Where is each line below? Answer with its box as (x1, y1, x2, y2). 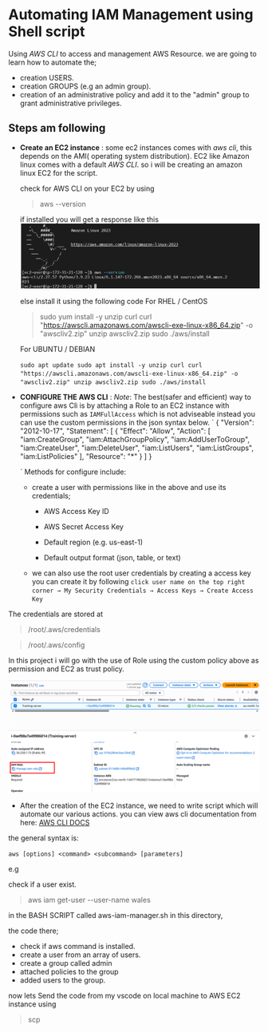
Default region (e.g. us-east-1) (43, 537, 144, 547)
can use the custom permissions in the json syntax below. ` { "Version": (19, 417, 254, 427)
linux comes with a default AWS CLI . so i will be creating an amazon (19, 160, 243, 169)
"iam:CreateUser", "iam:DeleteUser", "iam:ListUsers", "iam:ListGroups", (19, 443, 254, 453)
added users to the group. (19, 975, 106, 985)
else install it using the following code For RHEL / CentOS (19, 296, 208, 306)
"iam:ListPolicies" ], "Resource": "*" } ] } (19, 451, 152, 461)
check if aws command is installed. (19, 942, 136, 951)
